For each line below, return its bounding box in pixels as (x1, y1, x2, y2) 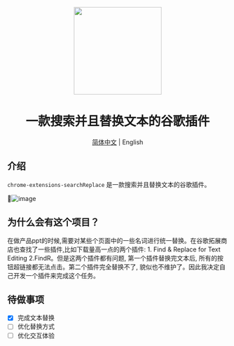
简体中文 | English (92, 137, 144, 146)
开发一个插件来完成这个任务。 (13, 271, 99, 279)
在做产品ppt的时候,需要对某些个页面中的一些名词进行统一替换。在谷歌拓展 (7, 236, 221, 244)
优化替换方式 (17, 322, 55, 331)
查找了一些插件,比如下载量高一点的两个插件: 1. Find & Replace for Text (19, 245, 221, 254)
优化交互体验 (17, 331, 55, 340)
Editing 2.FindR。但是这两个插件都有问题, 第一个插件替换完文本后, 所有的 (7, 254, 218, 262)
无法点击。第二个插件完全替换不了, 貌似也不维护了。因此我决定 (37, 263, 219, 271)
